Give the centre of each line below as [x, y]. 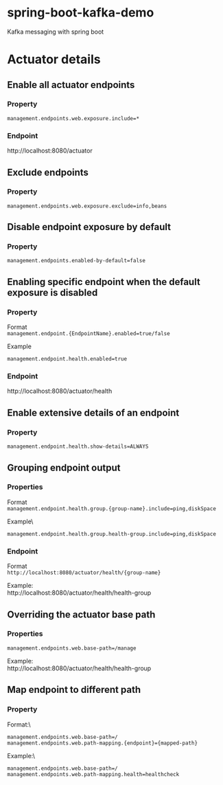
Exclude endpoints [48, 172]
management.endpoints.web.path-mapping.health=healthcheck [93, 774]
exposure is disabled [52, 292]
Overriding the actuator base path [81, 614]
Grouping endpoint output [64, 467]
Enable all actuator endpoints [71, 85]
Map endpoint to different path [74, 690]
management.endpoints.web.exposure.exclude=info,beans [87, 206]
